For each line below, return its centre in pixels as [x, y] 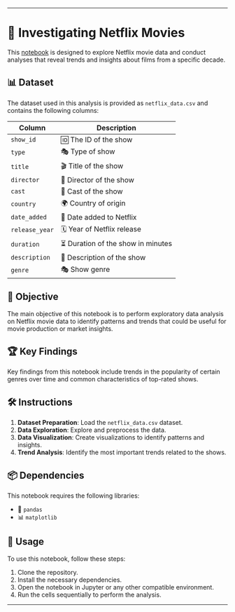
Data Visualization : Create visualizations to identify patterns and [111, 437]
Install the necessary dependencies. [70, 580]
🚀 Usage [26, 542]
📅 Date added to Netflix [99, 217]
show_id [23, 140]
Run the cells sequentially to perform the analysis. [90, 594]
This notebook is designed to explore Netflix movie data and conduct [107, 52]
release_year [33, 230]
